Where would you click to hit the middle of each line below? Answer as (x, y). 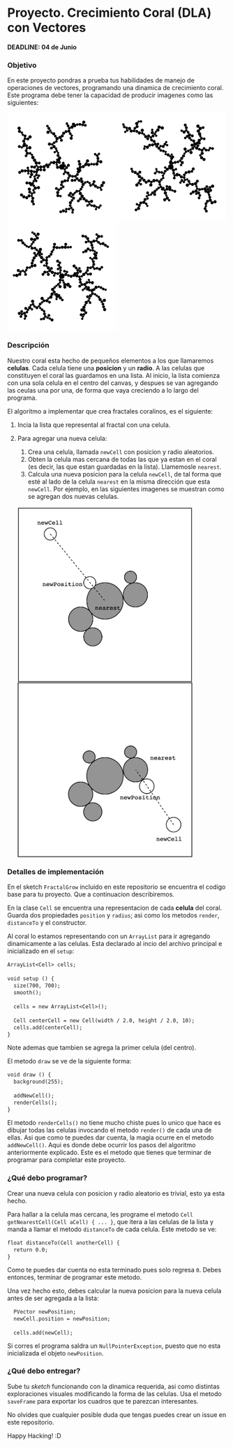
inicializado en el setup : (41, 951)
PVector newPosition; (45, 1311)
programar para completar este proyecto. (67, 1160)
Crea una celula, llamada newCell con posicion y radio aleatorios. (121, 451)
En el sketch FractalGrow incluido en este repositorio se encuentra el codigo (116, 887)
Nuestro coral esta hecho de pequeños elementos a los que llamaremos (111, 361)
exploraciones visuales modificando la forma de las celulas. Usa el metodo (114, 1394)
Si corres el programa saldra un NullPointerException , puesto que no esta (114, 1346)
